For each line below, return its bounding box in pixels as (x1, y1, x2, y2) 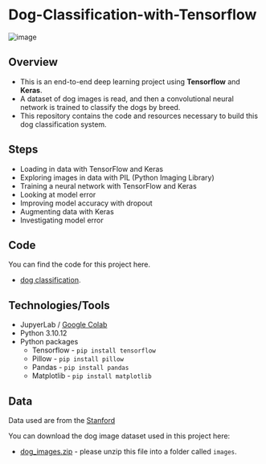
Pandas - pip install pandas (31, 363, 129, 372)
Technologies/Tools (8, 299, 110, 312)
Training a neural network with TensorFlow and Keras (19, 181, 197, 190)
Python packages (19, 337, 79, 347)
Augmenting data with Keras (19, 206, 114, 216)
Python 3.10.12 (19, 328, 68, 338)
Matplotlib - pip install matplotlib (31, 371, 152, 381)
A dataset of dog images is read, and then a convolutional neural (19, 94, 235, 104)
